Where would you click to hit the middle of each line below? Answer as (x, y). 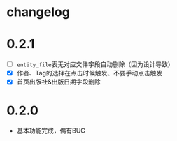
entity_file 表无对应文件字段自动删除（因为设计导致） (95, 64)
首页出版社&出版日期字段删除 (58, 82)
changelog (38, 12)
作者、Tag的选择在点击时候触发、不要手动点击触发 (90, 73)
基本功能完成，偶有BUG (51, 131)
